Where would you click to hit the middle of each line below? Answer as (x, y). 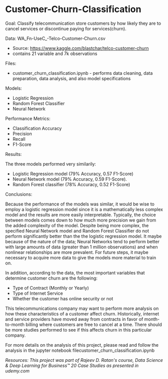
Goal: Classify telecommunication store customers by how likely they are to (83, 23)
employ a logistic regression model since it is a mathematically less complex (84, 209)
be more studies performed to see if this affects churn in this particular (78, 330)
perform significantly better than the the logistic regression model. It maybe (83, 236)
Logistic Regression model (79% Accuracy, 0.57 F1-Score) (73, 174)
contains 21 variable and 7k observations (55, 53)
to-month (15, 324)
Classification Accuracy (37, 128)
